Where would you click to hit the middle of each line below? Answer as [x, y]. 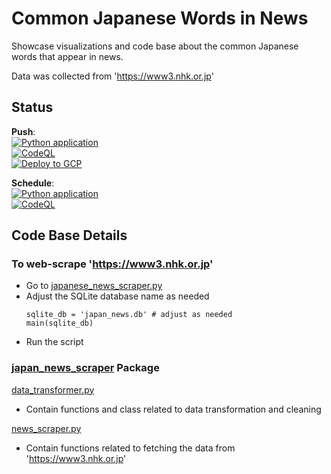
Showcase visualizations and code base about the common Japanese [155, 46]
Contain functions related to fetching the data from [130, 448]
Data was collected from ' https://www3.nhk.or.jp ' [112, 76]
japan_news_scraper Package [85, 368]
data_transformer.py [53, 389]
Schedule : [33, 183]
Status [32, 107]
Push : [23, 131]
